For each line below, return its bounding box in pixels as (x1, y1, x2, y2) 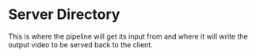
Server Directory (8, 6, 120, 24)
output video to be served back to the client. (8, 39, 153, 49)
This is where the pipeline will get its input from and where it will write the (8, 32, 248, 41)
